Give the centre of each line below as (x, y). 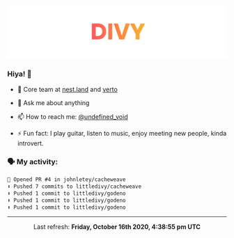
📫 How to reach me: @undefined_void (72, 116)
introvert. (30, 143)
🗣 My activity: (33, 161)
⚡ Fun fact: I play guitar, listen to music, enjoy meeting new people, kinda (122, 133)
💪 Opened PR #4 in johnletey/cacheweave (67, 180)
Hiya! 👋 (19, 74)
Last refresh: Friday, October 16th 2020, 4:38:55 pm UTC (117, 227)
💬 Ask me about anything (53, 102)
